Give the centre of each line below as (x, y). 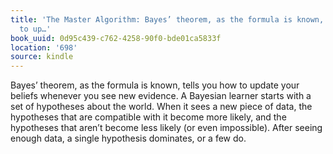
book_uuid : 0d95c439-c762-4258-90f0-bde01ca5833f (116, 38)
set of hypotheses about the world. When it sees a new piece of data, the (161, 107)
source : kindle (42, 57)
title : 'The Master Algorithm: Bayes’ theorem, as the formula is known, (167, 19)
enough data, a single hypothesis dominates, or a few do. (128, 138)
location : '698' (44, 47)
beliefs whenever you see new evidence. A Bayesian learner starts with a (161, 96)
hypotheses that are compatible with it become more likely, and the (148, 117)
